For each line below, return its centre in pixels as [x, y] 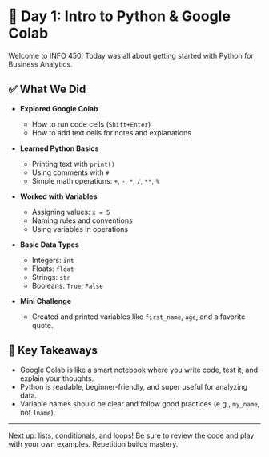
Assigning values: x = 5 [71, 212]
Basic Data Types [50, 245]
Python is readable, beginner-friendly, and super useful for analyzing [134, 386]
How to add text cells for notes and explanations [112, 132]
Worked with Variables [58, 196]
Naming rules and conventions [82, 220]
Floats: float [53, 269]
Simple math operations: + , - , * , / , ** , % [96, 180]
